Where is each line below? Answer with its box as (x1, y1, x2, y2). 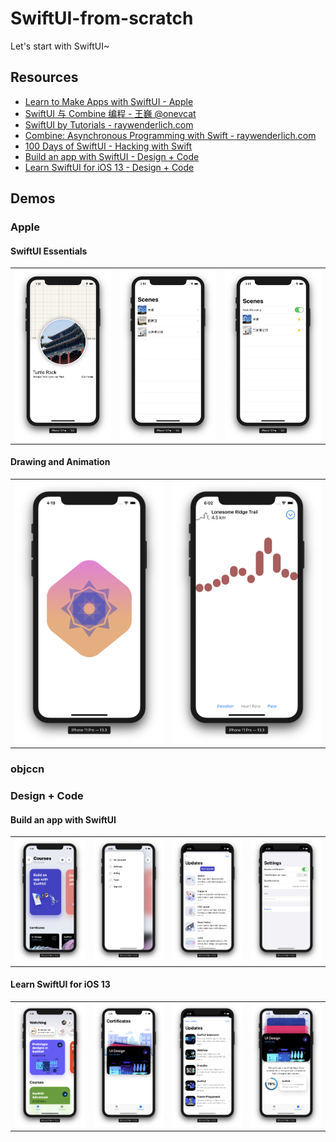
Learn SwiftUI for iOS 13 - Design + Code (24, 161, 195, 173)
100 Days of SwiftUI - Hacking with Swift (24, 140, 193, 152)
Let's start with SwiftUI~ (10, 40, 110, 52)
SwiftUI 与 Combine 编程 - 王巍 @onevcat (24, 107, 197, 119)
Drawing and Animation (10, 456, 111, 468)
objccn (10, 762, 45, 776)
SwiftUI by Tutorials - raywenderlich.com (24, 118, 194, 131)
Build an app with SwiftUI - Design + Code (24, 150, 200, 162)
